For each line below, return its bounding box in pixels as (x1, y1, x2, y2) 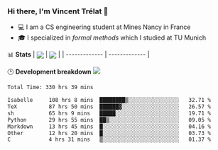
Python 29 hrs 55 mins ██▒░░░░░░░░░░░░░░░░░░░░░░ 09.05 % (7, 116, 212, 123)
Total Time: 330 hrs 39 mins (7, 84, 94, 91)
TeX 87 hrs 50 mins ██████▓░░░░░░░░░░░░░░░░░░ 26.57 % (7, 103, 212, 110)
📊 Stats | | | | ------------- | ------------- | (7, 50, 151, 59)
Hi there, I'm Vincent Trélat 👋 (7, 6, 109, 16)
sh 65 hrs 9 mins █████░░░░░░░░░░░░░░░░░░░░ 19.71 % (7, 110, 212, 117)
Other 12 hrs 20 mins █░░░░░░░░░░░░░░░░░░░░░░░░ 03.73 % (7, 129, 212, 137)
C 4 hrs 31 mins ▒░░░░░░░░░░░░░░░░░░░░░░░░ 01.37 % (7, 136, 212, 144)
